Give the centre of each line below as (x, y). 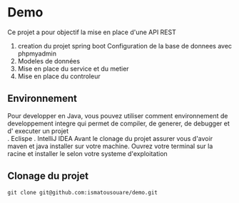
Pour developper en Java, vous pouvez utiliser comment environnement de (118, 115)
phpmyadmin (37, 53)
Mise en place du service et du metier (73, 68)
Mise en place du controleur (59, 76)
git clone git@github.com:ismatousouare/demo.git (83, 192)
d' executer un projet (38, 131)
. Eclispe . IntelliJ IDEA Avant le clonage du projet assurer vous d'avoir (110, 138)
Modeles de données (49, 61)
